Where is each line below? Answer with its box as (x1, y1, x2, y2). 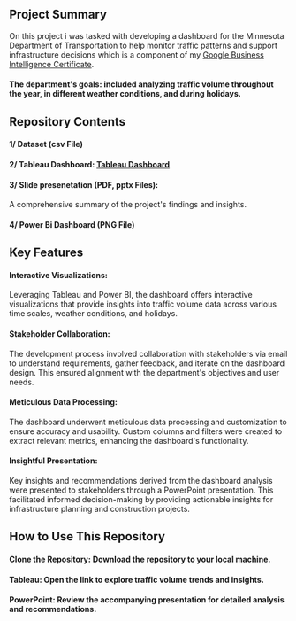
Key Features (9, 245, 84, 260)
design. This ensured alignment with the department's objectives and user (9, 367, 280, 377)
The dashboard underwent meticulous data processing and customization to (9, 416, 287, 427)
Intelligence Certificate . (9, 58, 95, 69)
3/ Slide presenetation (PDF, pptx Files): (9, 179, 159, 190)
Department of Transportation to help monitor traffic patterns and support (9, 40, 278, 50)
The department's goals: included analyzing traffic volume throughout (9, 79, 274, 89)
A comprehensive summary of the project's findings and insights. (9, 199, 247, 210)
